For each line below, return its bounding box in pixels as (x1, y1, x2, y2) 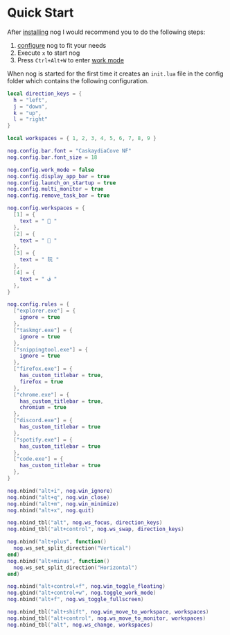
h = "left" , (13, 96, 48, 103)
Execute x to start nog (17, 49, 80, 57)
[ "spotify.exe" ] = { (13, 436, 73, 443)
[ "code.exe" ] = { (13, 455, 64, 462)
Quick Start (7, 5, 74, 21)
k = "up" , (13, 110, 42, 116)
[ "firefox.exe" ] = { (13, 365, 73, 372)
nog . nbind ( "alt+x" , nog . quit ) (7, 507, 95, 514)
